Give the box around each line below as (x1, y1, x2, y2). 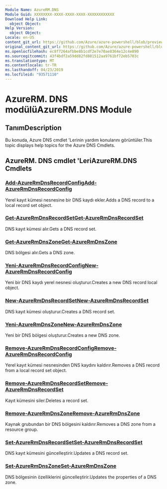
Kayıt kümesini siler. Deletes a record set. (5, 397, 88, 403)
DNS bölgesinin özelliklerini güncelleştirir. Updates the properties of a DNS (5, 474, 157, 480)
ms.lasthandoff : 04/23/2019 (5, 68, 64, 73)
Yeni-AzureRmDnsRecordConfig (5, 262, 85, 269)
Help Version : (5, 26, 35, 31)
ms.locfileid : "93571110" (5, 72, 59, 77)
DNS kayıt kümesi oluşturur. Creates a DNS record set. (5, 308, 115, 314)
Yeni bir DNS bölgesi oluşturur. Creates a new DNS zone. (5, 332, 120, 338)
